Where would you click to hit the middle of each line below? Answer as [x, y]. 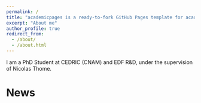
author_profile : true [33, 28]
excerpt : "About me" [32, 23]
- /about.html [29, 46]
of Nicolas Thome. [29, 68]
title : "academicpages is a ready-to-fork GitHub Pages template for [95, 17]
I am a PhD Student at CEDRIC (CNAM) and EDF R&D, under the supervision [100, 62]
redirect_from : [25, 34]
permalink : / [22, 12]
